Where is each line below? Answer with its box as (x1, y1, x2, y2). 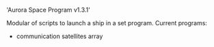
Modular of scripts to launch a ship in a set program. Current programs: (6, 19, 208, 27)
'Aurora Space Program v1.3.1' (6, 6, 90, 14)
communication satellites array (16, 32, 103, 40)
